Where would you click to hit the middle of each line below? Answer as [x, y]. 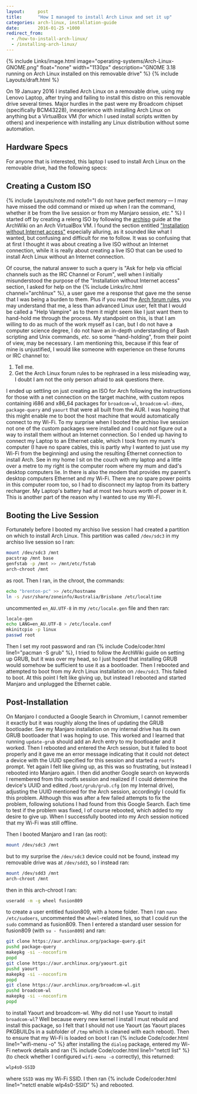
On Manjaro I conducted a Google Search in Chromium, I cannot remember [97, 716]
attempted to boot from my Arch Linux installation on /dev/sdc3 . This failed [96, 672]
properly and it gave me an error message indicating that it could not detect [98, 754]
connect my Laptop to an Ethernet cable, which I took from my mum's [91, 441]
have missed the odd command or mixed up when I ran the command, [91, 206]
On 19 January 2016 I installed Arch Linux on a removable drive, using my [95, 91]
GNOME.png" [23, 67]
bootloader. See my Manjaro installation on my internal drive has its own [93, 729]
